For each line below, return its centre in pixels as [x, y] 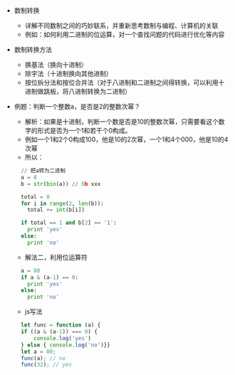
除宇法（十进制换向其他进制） [68, 74]
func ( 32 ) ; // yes [47, 365]
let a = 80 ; [38, 352]
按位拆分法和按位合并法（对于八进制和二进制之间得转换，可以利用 [121, 83]
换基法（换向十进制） [56, 65]
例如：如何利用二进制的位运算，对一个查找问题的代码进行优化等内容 [125, 35]
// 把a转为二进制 [43, 171]
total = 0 [35, 197]
